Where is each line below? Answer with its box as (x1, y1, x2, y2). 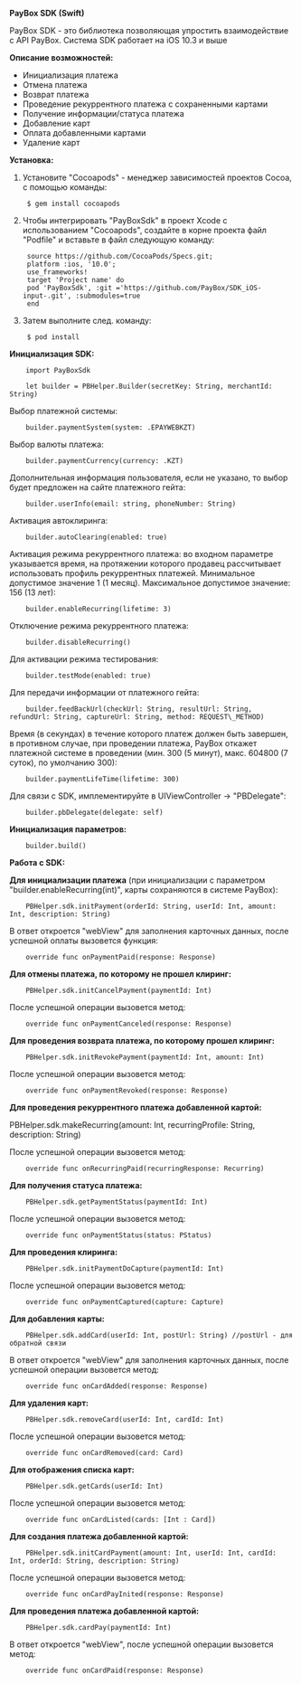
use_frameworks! (26, 268, 89, 277)
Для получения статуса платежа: (9, 1180, 143, 1190)
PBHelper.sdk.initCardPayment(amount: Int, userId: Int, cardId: (25, 1548, 277, 1557)
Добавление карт (22, 118, 91, 128)
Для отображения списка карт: (9, 1464, 135, 1475)
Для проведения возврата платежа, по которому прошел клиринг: (9, 1036, 276, 1045)
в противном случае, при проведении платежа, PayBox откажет (9, 738, 258, 749)
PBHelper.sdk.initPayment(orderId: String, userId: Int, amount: (25, 902, 277, 911)
